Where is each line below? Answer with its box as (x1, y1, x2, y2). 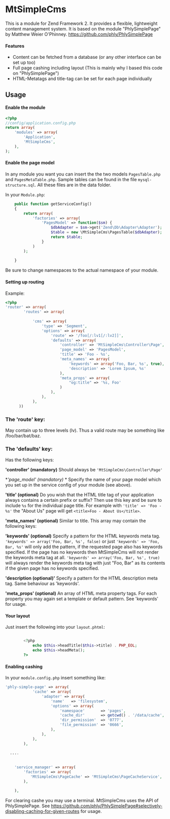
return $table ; (50, 234, 83, 240)
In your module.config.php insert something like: (5, 675, 106, 681)
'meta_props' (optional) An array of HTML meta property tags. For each (5, 590, 157, 597)
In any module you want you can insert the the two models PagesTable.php (5, 171, 161, 177)
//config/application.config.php (5, 120, 76, 125)
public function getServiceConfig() (14, 201, 92, 207)
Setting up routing (5, 279, 45, 285)
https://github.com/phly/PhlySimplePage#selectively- (51, 803, 163, 809)
